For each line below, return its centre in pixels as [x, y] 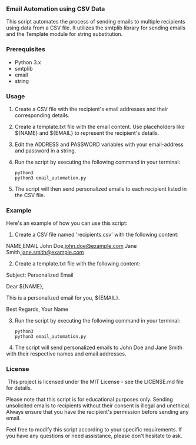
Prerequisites [26, 49]
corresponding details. [42, 115]
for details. [19, 388]
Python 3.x [28, 62]
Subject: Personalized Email [40, 275]
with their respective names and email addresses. [66, 354]
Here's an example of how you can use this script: [67, 223]
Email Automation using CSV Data [56, 9]
